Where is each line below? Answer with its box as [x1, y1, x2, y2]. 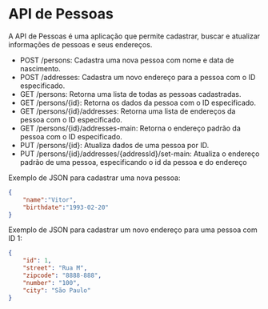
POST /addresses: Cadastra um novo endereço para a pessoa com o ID [19, 72, 256, 82]
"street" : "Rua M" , [22, 264, 88, 272]
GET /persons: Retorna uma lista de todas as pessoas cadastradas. [19, 89, 242, 98]
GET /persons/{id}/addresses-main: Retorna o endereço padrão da [19, 123, 242, 133]
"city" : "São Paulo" [22, 286, 91, 295]
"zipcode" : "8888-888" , [22, 271, 102, 280]
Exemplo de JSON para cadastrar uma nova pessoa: [8, 173, 181, 183]
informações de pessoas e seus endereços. [8, 39, 153, 49]
